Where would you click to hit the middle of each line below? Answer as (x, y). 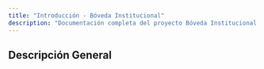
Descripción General (60, 55)
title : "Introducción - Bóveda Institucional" (86, 15)
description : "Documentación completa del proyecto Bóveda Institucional (133, 23)
